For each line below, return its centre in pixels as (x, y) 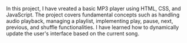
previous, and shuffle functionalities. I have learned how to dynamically (93, 27)
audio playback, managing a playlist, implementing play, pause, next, (90, 21)
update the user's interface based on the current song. (73, 34)
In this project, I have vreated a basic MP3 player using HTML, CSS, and (93, 9)
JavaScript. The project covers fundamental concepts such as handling (93, 15)
